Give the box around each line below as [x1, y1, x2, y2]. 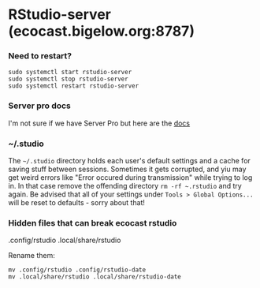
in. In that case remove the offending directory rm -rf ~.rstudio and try [8, 181, 242, 191]
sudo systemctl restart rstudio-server [8, 82, 139, 90]
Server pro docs [8, 100, 71, 111]
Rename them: [8, 251, 55, 260]
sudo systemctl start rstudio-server [8, 69, 132, 77]
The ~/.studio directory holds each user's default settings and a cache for [8, 156, 251, 166]
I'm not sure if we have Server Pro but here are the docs [8, 118, 191, 128]
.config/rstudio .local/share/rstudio [8, 235, 121, 245]
